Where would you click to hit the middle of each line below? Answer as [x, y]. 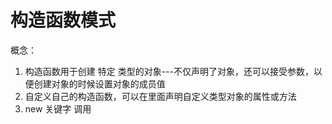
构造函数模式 [63, 20]
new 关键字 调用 [58, 108]
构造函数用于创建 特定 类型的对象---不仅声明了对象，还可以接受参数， [169, 71]
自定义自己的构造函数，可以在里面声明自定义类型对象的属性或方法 [160, 96]
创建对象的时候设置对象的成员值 [99, 83]
